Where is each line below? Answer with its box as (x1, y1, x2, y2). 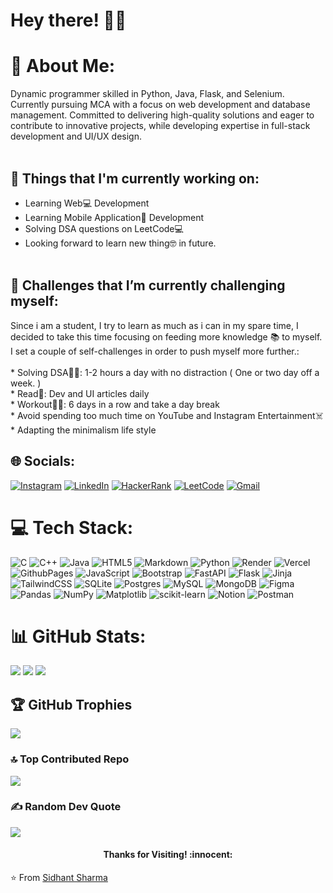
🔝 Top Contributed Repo (10, 752, 130, 766)
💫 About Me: (10, 55, 116, 78)
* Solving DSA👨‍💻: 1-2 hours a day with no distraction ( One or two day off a (10, 366, 320, 378)
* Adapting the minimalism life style (10, 424, 157, 436)
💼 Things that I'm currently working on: (10, 170, 260, 187)
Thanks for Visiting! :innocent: (103, 849, 233, 861)
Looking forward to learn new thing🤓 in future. (24, 237, 217, 249)
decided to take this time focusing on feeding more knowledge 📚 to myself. (10, 330, 323, 343)
